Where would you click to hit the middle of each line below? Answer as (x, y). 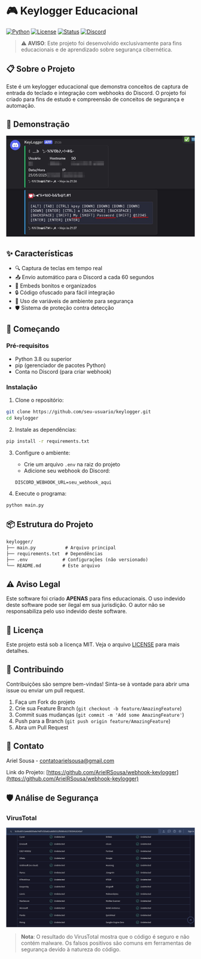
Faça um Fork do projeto (45, 702)
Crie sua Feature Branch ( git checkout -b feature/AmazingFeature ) (98, 708)
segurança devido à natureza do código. (71, 949)
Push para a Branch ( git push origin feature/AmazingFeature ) (93, 721)
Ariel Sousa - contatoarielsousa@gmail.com (60, 761)
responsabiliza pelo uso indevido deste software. (67, 611)
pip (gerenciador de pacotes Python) (60, 365)
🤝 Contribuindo (35, 670)
